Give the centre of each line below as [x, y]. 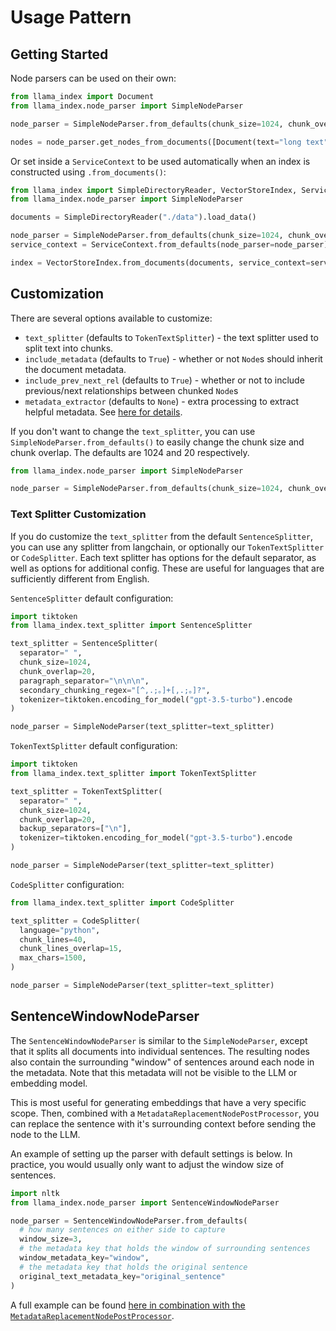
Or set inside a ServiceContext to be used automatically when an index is [160, 161]
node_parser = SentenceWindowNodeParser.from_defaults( [129, 1221]
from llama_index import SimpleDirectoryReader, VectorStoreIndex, [154, 190]
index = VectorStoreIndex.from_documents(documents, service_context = [160, 262]
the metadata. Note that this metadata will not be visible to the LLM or [154, 1072]
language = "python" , [60, 930]
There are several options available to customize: [111, 318]
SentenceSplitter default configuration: [92, 598]
